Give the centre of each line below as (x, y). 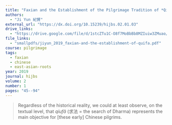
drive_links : (19, 29)
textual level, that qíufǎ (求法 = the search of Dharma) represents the (90, 111)
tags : (11, 53)
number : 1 (16, 86)
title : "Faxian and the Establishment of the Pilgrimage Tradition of (82, 10)
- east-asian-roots (31, 67)
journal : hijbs (21, 77)
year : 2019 (17, 72)
